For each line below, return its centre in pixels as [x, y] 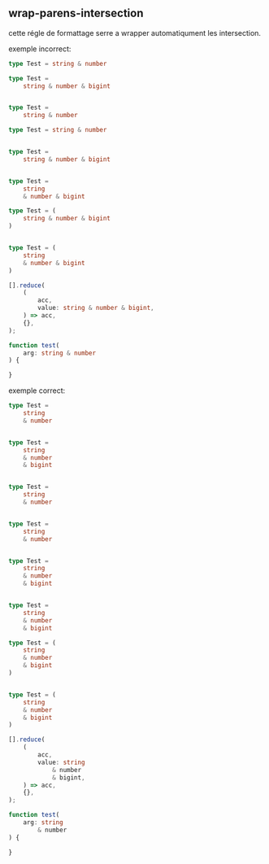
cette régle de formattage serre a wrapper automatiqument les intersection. [135, 33]
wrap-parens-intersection [76, 13]
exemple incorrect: [40, 49]
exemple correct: [37, 391]
